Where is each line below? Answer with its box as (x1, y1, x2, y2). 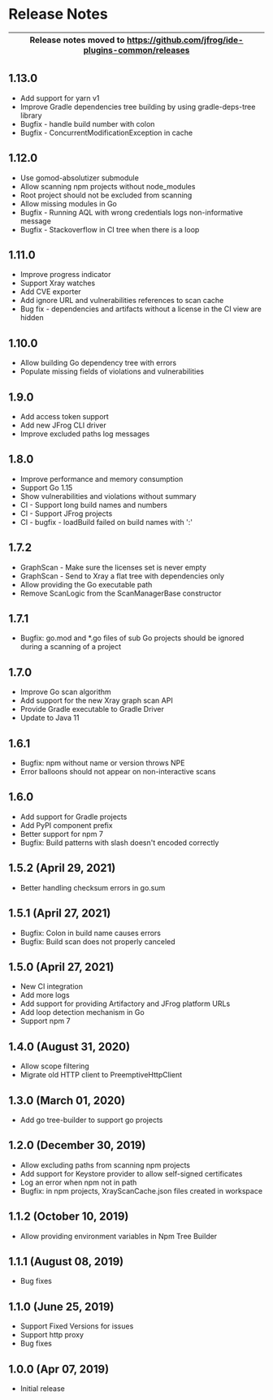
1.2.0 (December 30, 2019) (8, 1138, 146, 1152)
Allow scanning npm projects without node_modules (19, 181, 196, 191)
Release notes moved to (29, 34, 125, 46)
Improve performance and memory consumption (19, 474, 184, 483)
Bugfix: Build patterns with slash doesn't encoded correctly (19, 838, 219, 847)
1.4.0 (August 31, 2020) (8, 1039, 131, 1053)
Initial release (19, 1384, 65, 1393)
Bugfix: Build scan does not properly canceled (19, 936, 176, 947)
